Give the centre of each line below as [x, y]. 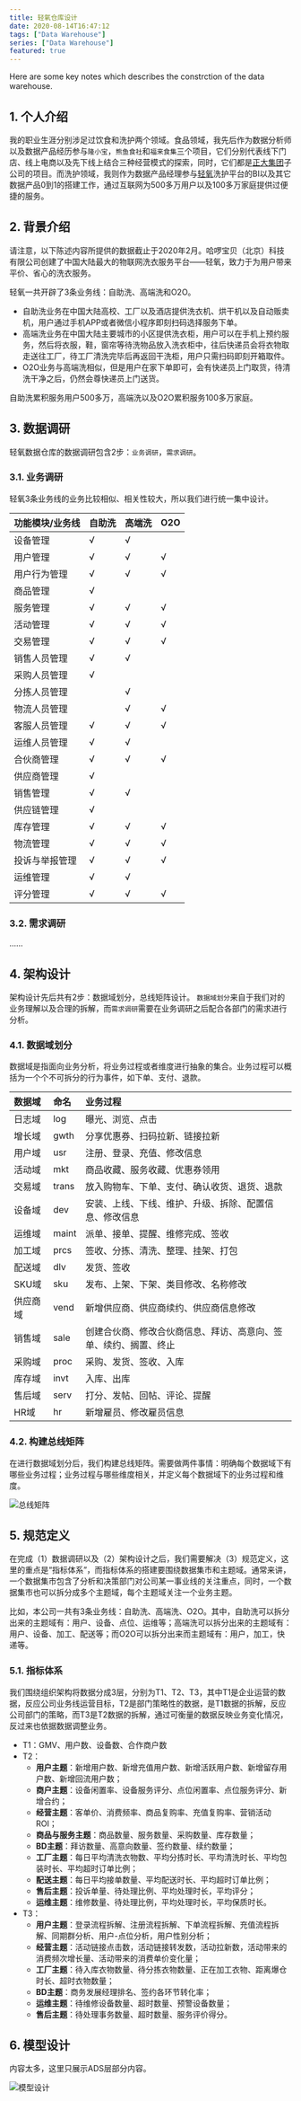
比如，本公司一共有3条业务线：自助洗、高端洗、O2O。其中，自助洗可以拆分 [150, 1611]
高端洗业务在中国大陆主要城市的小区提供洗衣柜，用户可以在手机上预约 [152, 333]
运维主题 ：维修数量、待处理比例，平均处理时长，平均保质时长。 [153, 1902]
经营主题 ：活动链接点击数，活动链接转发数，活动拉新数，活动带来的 [161, 1947]
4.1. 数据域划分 [41, 1045]
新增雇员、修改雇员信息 [134, 1413]
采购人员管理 [41, 675]
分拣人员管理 [41, 692]
